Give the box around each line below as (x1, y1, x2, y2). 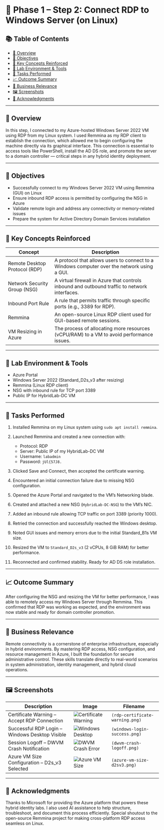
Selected (8, 765, 29, 772)
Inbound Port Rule (8, 300, 49, 307)
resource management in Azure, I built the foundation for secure (5, 651, 134, 657)
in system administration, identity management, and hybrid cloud (5, 662, 136, 667)
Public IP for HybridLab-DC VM (12, 393, 76, 399)
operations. (5, 666, 29, 672)
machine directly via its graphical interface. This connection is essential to (5, 143, 154, 148)
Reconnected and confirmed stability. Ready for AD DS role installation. (12, 559, 156, 565)
